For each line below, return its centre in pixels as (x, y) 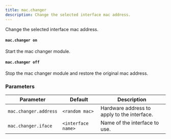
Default (79, 100)
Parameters (20, 86)
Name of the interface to (130, 123)
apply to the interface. (127, 115)
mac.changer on (21, 40)
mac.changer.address (33, 112)
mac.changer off (22, 62)
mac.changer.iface (30, 126)
